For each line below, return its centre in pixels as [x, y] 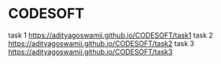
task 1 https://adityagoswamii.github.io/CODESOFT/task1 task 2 [111, 35]
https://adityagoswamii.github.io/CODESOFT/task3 [90, 52]
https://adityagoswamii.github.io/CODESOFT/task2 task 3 [101, 43]
